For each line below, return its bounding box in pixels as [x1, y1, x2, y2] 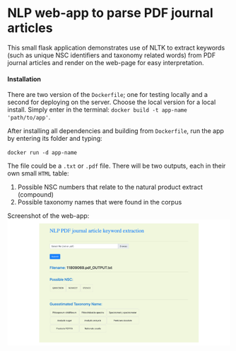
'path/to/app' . [7, 113, 51, 122]
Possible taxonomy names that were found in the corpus [17, 198, 182, 207]
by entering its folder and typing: [7, 134, 102, 143]
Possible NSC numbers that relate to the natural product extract [17, 183, 203, 192]
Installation [7, 74, 41, 83]
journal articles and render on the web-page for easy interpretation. [7, 58, 204, 67]
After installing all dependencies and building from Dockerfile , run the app [7, 127, 225, 135]
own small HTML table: [7, 169, 69, 178]
